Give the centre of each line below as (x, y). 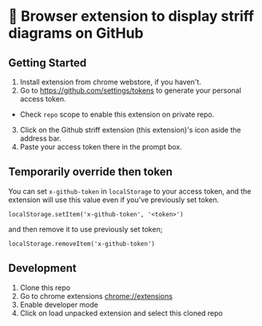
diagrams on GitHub (76, 33)
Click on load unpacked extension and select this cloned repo (121, 313)
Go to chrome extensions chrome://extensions (96, 296)
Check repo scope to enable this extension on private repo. (117, 114)
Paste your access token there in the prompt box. (101, 147)
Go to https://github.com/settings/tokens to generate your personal (131, 90)
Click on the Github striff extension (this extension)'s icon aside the (130, 130)
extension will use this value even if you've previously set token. (114, 200)
